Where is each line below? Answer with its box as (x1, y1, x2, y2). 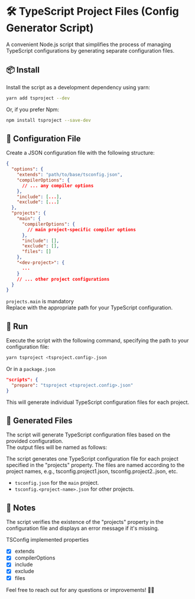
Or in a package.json (6, 365, 56, 373)
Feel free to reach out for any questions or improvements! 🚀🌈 (6, 586, 155, 593)
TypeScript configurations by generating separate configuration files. (6, 47, 175, 54)
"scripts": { (6, 377, 38, 383)
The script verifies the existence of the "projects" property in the (6, 519, 164, 526)
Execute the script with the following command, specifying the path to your (6, 337, 189, 344)
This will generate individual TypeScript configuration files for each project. (6, 399, 190, 406)
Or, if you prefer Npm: (6, 106, 60, 113)
